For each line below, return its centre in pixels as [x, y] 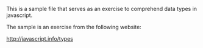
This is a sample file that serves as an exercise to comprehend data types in [101, 9]
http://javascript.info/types [40, 39]
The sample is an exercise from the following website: [74, 27]
